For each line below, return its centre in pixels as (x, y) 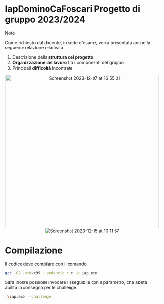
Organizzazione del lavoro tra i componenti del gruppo (68, 62)
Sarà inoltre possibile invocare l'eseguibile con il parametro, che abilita (76, 282)
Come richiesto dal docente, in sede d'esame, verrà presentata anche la (78, 42)
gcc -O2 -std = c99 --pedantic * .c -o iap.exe (51, 273)
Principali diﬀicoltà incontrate (42, 68)
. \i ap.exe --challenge (28, 296)
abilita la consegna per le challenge (41, 287)
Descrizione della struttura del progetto (53, 57)
